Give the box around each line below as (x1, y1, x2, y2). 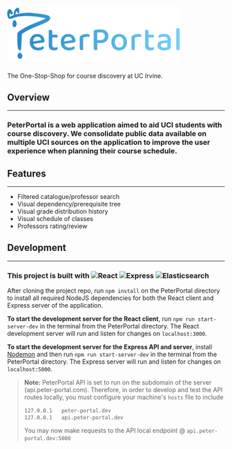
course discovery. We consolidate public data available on (7, 129, 207, 139)
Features (7, 168, 46, 179)
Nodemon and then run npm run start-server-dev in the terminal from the (7, 350, 217, 359)
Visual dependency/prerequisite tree (17, 200, 121, 209)
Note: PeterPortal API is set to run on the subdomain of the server (23, 378, 212, 387)
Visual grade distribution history (17, 207, 108, 215)
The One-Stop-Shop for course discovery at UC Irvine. (7, 71, 164, 80)
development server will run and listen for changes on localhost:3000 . (7, 329, 207, 338)
